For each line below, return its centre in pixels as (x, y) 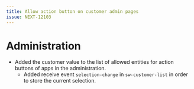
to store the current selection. (60, 81)
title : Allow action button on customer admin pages (72, 11)
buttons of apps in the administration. (60, 69)
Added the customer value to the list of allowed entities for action (94, 62)
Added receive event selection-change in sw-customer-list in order (106, 74)
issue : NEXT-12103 (29, 17)
